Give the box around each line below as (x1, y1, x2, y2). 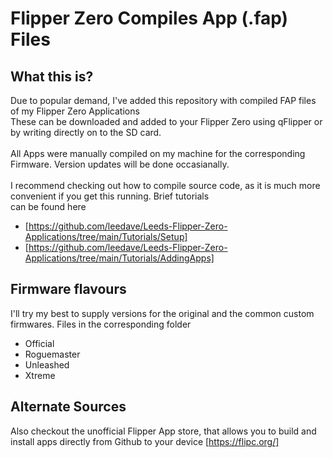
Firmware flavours (10, 281, 127, 298)
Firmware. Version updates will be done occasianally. (10, 158, 230, 170)
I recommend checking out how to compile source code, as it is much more (10, 180, 321, 191)
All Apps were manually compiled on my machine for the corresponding (10, 148, 306, 159)
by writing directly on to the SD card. (10, 127, 162, 138)
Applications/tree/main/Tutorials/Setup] (24, 231, 188, 242)
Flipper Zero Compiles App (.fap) (10, 7, 289, 30)
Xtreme (24, 369, 56, 381)
